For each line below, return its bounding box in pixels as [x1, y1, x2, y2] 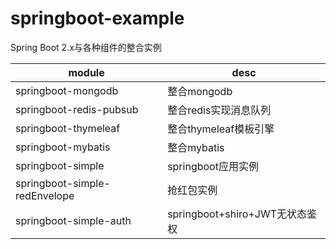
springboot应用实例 [167, 159, 259, 173]
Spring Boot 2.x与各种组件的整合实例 [10, 41, 162, 53]
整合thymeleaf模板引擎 [167, 122, 275, 136]
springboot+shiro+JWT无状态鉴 [167, 207, 318, 221]
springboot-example [10, 7, 185, 30]
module [68, 65, 105, 79]
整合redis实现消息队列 [167, 103, 272, 117]
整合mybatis [167, 140, 225, 154]
